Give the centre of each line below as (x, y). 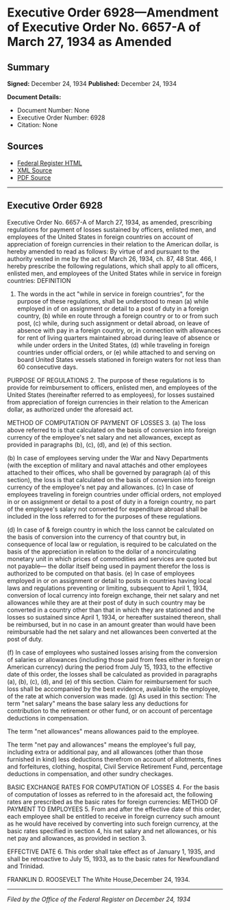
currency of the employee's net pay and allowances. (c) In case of (100, 487)
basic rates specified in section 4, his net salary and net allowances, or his (112, 831)
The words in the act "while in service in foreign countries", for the (111, 294)
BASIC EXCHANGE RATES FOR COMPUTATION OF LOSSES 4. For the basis (113, 787)
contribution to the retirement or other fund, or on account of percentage (110, 710)
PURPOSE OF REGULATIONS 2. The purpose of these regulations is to (106, 380)
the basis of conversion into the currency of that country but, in (97, 536)
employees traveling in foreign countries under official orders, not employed (114, 494)
